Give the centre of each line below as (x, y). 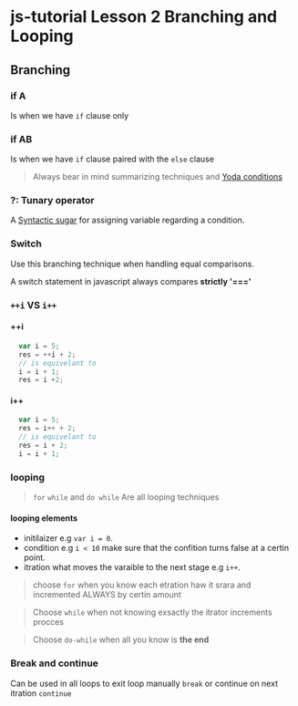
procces (48, 622)
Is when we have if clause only (70, 115)
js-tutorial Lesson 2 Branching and (144, 17)
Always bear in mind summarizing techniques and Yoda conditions (158, 177)
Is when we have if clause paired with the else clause (113, 159)
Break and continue (55, 663)
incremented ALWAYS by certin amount (107, 595)
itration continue (41, 693)
